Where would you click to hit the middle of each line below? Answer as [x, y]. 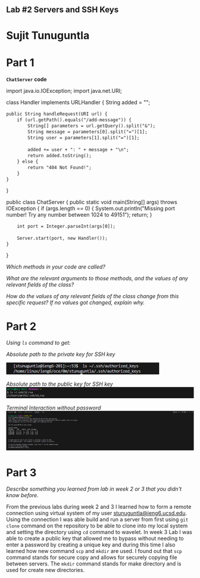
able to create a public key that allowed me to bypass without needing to [95, 539]
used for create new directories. [46, 570]
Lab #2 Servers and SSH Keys [62, 10]
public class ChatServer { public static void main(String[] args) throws [92, 202]
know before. [22, 495]
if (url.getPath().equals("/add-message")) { [74, 120]
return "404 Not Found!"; [60, 167]
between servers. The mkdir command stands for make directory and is [94, 564]
